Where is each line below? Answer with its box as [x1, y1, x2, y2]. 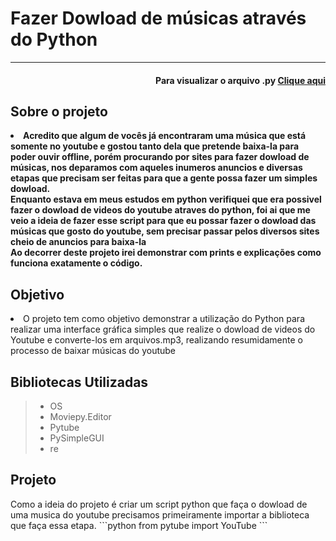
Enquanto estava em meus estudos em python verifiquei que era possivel [10, 193, 322, 206]
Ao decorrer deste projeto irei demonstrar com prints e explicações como [10, 247, 322, 259]
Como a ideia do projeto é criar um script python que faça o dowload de [10, 498, 308, 510]
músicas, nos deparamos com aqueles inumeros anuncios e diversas [10, 162, 303, 174]
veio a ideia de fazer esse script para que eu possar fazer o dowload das [10, 215, 317, 227]
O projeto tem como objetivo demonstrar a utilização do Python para [23, 313, 305, 325]
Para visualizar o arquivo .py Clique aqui [155, 74, 326, 86]
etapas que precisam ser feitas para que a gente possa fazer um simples [10, 172, 318, 184]
